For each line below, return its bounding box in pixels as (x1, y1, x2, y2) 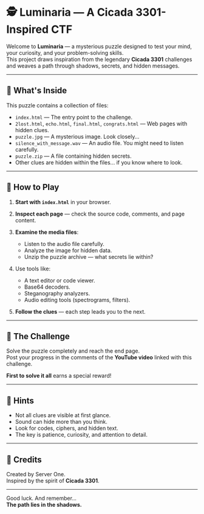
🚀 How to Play (6, 182, 59, 192)
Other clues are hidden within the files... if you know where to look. (15, 158, 183, 166)
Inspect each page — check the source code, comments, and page (15, 210, 185, 217)
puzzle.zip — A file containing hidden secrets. (15, 152, 132, 160)
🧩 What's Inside (6, 85, 67, 96)
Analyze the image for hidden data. (24, 247, 112, 254)
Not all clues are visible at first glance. (15, 412, 111, 419)
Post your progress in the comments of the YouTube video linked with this (6, 354, 192, 361)
